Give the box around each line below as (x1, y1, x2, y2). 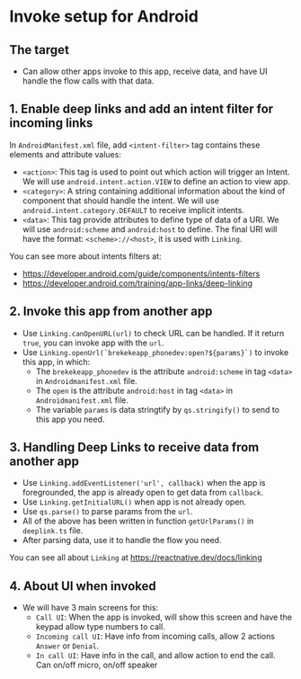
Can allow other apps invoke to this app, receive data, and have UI (22, 66, 268, 76)
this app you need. (35, 414, 105, 424)
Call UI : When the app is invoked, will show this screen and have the (35, 612, 292, 622)
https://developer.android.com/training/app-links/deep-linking (22, 277, 253, 289)
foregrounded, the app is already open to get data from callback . (22, 487, 263, 498)
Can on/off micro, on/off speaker (35, 659, 158, 671)
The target (9, 42, 70, 58)
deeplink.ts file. (22, 525, 84, 536)
